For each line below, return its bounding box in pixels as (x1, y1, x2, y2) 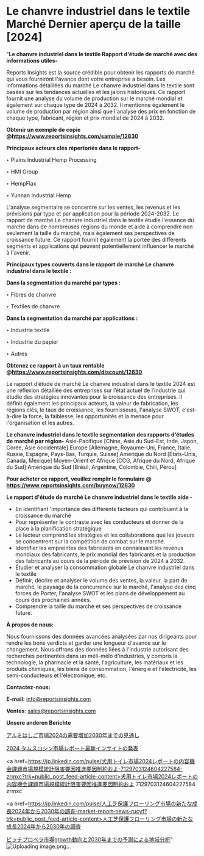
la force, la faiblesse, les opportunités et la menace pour (23, 412, 164, 419)
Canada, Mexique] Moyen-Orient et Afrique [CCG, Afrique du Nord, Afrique (6, 457, 195, 464)
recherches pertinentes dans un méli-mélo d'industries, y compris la (6, 652, 178, 659)
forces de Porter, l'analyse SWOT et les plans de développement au (15, 589, 185, 597)
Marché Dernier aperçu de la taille (6, 17, 181, 31)
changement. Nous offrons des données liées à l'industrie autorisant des (6, 645, 189, 653)
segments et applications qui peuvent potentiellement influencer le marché (6, 242, 194, 250)
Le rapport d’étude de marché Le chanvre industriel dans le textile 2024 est (6, 380, 195, 387)
